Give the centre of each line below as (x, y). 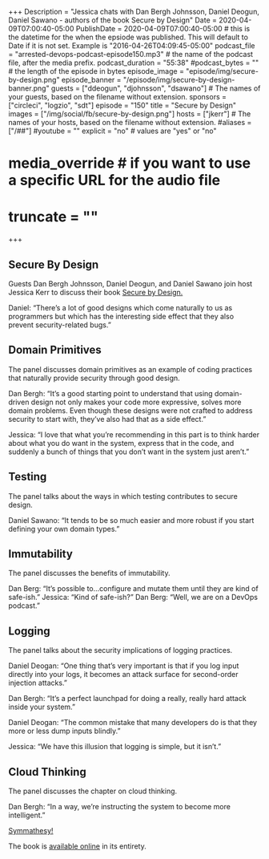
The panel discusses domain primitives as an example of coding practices (130, 369)
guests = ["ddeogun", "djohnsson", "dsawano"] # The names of (156, 88)
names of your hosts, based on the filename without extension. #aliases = (130, 122)
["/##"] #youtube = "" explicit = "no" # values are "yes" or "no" (113, 131)
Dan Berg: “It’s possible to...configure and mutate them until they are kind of (133, 589)
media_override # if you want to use (129, 163)
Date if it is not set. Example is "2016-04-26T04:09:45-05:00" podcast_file (132, 46)
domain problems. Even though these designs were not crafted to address (130, 410)
